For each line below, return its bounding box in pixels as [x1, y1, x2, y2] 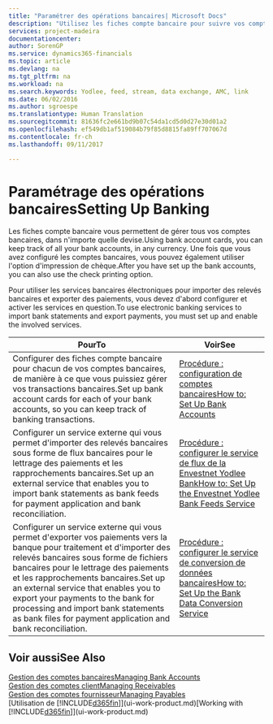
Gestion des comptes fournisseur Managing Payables [8, 690, 186, 700]
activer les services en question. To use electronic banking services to [8, 302, 242, 313]
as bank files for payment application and [12, 613, 171, 624]
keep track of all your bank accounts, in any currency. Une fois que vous [8, 244, 251, 254]
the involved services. [8, 320, 83, 330]
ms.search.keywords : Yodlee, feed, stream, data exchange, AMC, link [8, 87, 249, 96]
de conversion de [179, 557, 246, 569]
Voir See [204, 339, 236, 350]
